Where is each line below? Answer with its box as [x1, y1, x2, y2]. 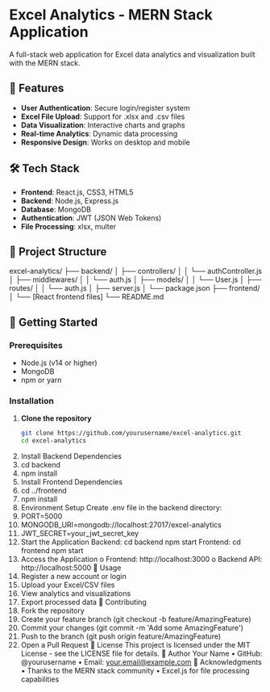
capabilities [20, 674, 60, 684]
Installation [9, 395, 55, 406]
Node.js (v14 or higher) [20, 358, 98, 368]
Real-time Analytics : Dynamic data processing [20, 128, 178, 138]
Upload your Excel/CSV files [20, 580, 115, 590]
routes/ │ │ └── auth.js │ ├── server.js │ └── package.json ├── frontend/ [9, 283, 260, 293]
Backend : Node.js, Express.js [20, 195, 119, 205]
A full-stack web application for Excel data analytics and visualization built [9, 49, 256, 59]
